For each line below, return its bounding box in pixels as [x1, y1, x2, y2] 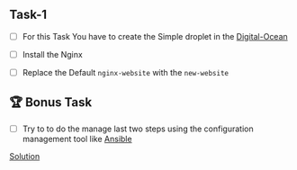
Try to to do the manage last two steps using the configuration [22, 123, 254, 134]
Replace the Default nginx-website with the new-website [22, 67, 229, 77]
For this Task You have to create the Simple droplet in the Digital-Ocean [22, 31, 288, 41]
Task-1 [9, 7, 48, 22]
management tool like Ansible [22, 133, 132, 144]
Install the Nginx [22, 49, 83, 59]
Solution [9, 150, 40, 161]
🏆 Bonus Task [9, 94, 93, 111]
